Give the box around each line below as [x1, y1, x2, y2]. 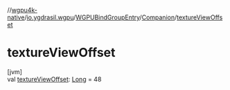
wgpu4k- [11, 6, 38, 14]
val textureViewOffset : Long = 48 [7, 75, 102, 83]
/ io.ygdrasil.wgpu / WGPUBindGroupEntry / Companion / [24, 13, 177, 21]
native [7, 13, 25, 21]
